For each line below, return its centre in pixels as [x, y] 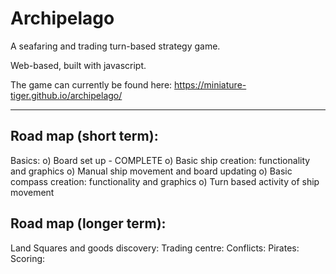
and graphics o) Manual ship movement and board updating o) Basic [151, 171]
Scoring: [28, 258]
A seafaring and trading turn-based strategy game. [115, 46]
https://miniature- [210, 84]
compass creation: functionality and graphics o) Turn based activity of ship [165, 181]
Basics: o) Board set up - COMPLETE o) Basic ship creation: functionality [160, 160]
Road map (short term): [84, 136]
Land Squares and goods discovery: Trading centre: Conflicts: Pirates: [155, 248]
